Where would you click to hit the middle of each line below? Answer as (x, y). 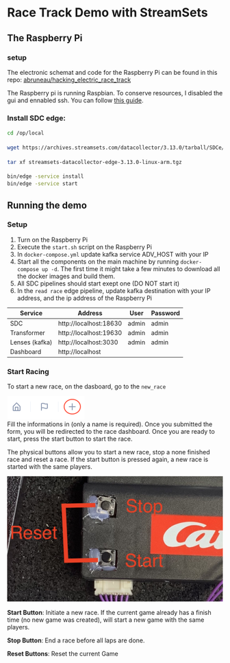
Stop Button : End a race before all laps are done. (76, 640)
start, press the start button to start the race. (70, 439)
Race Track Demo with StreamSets (107, 13)
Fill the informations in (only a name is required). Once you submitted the (110, 424)
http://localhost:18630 (90, 323)
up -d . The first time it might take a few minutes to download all (131, 268)
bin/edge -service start (42, 184)
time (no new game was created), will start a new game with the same (106, 620)
